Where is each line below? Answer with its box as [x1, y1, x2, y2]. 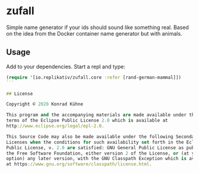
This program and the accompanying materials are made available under [6, 112, 187, 118]
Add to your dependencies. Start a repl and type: [6, 63, 126, 70]
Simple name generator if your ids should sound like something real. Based [6, 24, 190, 31]
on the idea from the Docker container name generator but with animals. [6, 30, 182, 37]
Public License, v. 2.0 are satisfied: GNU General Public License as [6, 145, 184, 150]
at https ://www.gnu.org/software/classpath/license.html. [6, 161, 152, 167]
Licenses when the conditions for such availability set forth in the [6, 139, 184, 145]
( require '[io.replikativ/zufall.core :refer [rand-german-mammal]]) [6, 74, 182, 81]
